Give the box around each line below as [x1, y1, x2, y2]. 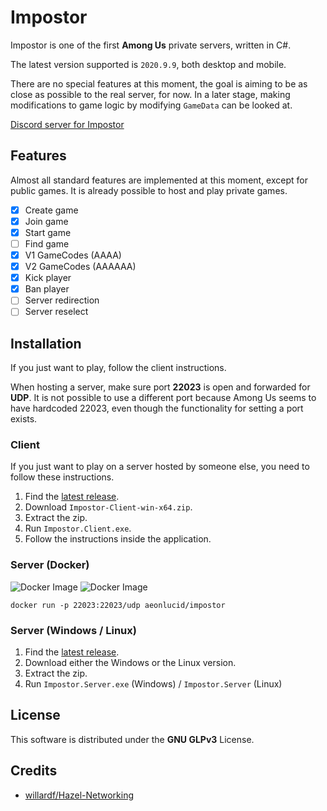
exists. [10, 413, 38, 425]
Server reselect [24, 306, 89, 318]
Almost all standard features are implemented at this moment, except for [10, 174, 308, 186]
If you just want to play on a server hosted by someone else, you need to [10, 461, 310, 473]
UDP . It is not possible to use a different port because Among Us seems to [10, 392, 317, 404]
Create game [24, 204, 79, 216]
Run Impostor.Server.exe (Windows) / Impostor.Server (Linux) [24, 678, 283, 690]
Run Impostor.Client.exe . [24, 522, 132, 535]
